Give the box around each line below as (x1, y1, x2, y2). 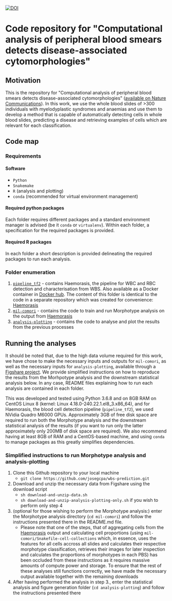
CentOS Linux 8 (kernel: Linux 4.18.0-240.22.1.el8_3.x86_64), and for (5, 401, 150, 407)
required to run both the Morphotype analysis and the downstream (5, 417, 146, 423)
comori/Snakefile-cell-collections (20, 536, 97, 541)
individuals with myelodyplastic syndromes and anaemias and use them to (5, 106, 163, 112)
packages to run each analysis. (5, 256, 71, 262)
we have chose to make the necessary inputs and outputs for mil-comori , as (5, 358, 166, 364)
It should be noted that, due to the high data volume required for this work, (5, 352, 163, 359)
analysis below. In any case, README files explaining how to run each (5, 380, 153, 386)
